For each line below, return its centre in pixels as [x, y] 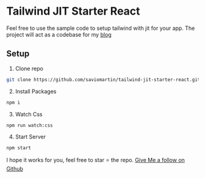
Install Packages [36, 91]
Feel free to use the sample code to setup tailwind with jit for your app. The [101, 28]
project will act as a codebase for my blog [59, 34]
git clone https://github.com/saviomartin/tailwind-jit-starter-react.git [103, 80]
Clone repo [29, 68]
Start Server [30, 137]
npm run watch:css [30, 125]
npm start [19, 148]
